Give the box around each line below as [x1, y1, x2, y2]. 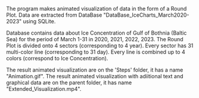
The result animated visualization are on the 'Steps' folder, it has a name [6, 66, 184, 73]
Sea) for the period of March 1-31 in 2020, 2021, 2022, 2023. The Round [6, 36, 184, 42]
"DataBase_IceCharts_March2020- [103, 11, 189, 19]
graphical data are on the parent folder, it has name [6, 79, 132, 86]
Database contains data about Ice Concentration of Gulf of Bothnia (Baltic [6, 29, 187, 36]
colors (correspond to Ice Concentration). [6, 55, 108, 62]
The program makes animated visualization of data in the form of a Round [6, 5, 187, 12]
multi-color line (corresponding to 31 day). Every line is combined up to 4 [6, 48, 186, 56]
